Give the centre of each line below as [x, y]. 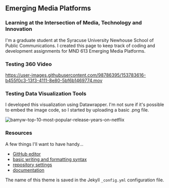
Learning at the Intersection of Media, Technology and [74, 23]
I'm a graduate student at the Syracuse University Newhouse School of [79, 40]
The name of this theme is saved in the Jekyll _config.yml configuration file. [85, 180]
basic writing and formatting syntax [50, 159]
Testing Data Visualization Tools [46, 93]
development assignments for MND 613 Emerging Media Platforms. [75, 51]
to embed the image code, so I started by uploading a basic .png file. [77, 110]
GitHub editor [27, 154]
